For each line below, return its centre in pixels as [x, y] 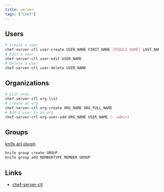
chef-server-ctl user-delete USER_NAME [46, 68]
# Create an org [21, 104]
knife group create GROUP [31, 153]
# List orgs [17, 94]
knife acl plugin [20, 144]
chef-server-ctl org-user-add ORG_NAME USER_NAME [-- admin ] [68, 117]
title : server [20, 10]
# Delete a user [21, 63]
